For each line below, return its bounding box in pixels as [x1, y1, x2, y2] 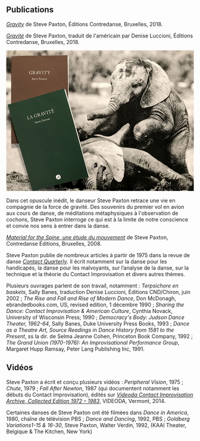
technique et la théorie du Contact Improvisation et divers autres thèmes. [6, 270, 186, 277]
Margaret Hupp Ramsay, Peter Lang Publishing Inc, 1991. [6, 345, 145, 352]
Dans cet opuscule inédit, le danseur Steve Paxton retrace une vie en [6, 196, 176, 204]
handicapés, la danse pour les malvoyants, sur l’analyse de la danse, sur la [6, 264, 189, 271]
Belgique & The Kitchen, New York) [6, 428, 93, 435]
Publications [6, 5, 54, 15]
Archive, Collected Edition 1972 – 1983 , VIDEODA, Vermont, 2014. [6, 397, 166, 404]
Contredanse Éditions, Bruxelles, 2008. [6, 240, 102, 247]
